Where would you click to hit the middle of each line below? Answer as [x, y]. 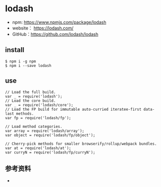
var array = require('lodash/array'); [45, 131]
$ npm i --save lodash [28, 65]
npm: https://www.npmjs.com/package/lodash [59, 22]
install [15, 50]
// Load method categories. [34, 126]
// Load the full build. [30, 92]
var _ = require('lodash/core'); [39, 105]
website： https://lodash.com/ [43, 28]
